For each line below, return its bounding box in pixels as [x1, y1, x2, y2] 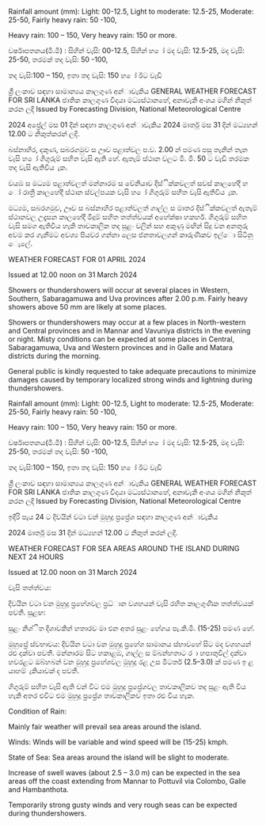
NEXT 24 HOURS [8, 552, 64, 561]
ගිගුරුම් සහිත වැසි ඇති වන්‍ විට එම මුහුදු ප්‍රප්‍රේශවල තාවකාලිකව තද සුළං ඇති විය [8, 682, 247, 691]
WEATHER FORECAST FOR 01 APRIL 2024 [8, 255, 146, 264]
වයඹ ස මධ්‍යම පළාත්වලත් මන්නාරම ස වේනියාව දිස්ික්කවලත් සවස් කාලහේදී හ [8, 178, 249, 188]
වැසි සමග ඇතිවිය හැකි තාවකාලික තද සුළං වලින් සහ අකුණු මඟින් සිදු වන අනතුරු [8, 221, 249, 230]
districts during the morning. [8, 352, 101, 360]
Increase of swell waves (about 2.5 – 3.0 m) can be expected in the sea [8, 768, 241, 777]
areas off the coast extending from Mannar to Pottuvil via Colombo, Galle [8, 776, 247, 786]
